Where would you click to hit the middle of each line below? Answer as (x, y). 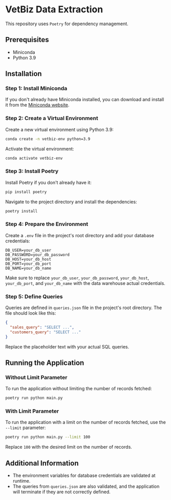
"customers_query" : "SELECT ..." (46, 332)
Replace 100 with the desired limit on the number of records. (69, 447)
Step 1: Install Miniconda (36, 88)
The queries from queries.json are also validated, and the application (86, 487)
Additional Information (42, 463)
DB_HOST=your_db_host (28, 259)
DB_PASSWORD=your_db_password (38, 255)
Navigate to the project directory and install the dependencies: (71, 202)
